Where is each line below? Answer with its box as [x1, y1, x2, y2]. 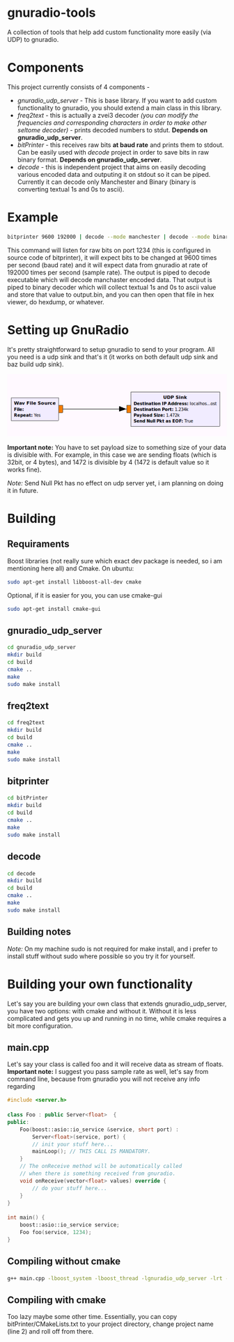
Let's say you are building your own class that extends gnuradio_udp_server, [7, 999, 227, 1008]
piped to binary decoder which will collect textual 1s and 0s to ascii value [7, 283, 217, 291]
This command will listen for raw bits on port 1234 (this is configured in [7, 246, 211, 254]
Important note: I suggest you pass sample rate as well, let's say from [7, 1068, 209, 1076]
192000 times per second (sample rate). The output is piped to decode [7, 268, 210, 276]
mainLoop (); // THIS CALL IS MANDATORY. [32, 1148, 151, 1155]
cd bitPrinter [7, 795, 49, 802]
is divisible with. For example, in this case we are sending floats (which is [7, 451, 217, 459]
